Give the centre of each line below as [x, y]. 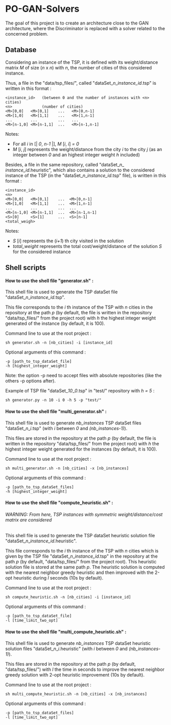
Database [21, 50]
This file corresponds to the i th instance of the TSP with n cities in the [79, 307]
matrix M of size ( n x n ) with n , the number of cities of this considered [79, 67]
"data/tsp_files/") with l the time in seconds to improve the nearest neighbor [85, 669]
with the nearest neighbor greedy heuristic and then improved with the [80, 572]
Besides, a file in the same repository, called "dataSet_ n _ [65, 164]
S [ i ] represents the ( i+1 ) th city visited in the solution [68, 241]
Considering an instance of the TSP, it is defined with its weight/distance [82, 62]
